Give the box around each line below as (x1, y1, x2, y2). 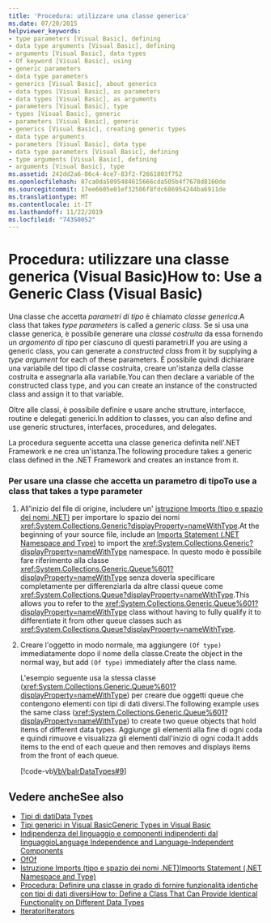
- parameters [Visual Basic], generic (8, 118, 139, 126)
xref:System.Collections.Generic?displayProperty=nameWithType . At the (19, 521, 260, 531)
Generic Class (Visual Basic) (8, 285, 203, 303)
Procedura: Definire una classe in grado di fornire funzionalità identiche (19, 881, 259, 891)
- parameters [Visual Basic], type (8, 102, 129, 110)
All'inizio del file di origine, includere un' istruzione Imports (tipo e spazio (19, 504, 264, 513)
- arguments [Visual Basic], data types (8, 49, 147, 58)
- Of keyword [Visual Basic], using (8, 58, 132, 66)
